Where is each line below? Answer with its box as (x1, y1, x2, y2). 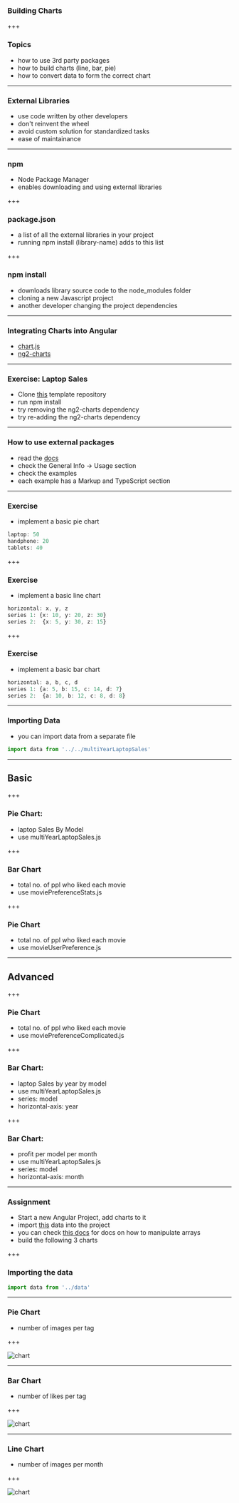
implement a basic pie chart (17, 516, 100, 526)
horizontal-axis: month (17, 1173, 84, 1181)
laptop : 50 (7, 531, 40, 538)
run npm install (17, 398, 62, 407)
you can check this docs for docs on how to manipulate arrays (17, 1228, 201, 1237)
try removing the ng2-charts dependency (17, 405, 139, 414)
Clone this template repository (17, 390, 107, 399)
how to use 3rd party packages (17, 56, 110, 64)
